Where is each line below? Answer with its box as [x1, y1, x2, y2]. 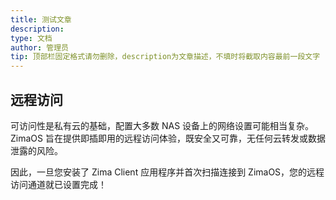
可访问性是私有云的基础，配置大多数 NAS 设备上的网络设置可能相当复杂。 [10, 119, 315, 131]
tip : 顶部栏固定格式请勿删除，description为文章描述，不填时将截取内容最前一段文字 [10, 52, 321, 62]
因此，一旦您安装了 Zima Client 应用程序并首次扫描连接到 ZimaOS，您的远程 [10, 166, 325, 178]
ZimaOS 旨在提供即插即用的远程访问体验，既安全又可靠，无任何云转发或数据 [10, 132, 326, 144]
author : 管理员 [10, 42, 69, 53]
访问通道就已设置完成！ [10, 178, 107, 190]
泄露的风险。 [10, 144, 63, 156]
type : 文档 [10, 33, 53, 43]
